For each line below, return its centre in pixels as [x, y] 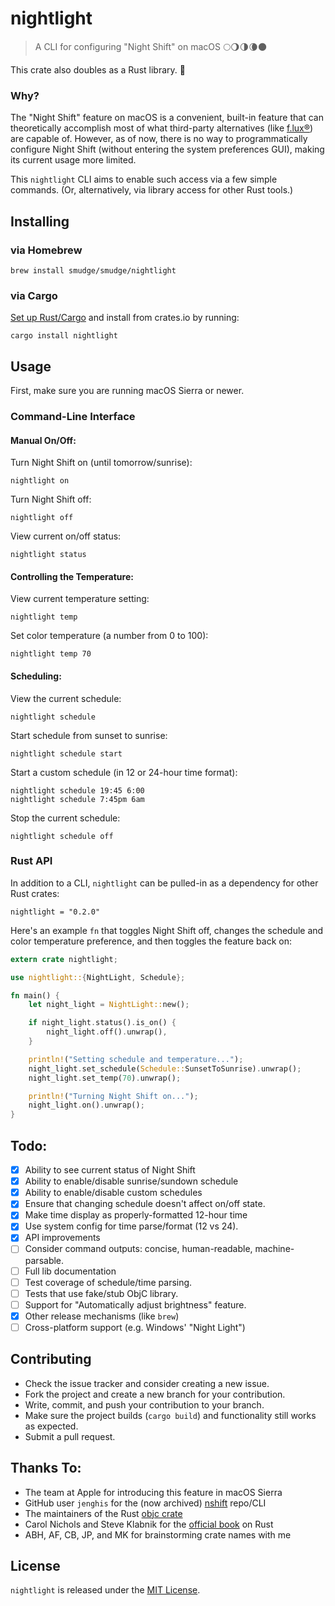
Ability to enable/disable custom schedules [113, 1193]
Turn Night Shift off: [51, 499]
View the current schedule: [66, 698]
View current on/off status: [66, 536]
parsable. [44, 1260]
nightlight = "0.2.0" [55, 912]
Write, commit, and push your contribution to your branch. [144, 1404]
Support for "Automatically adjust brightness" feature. [135, 1304]
